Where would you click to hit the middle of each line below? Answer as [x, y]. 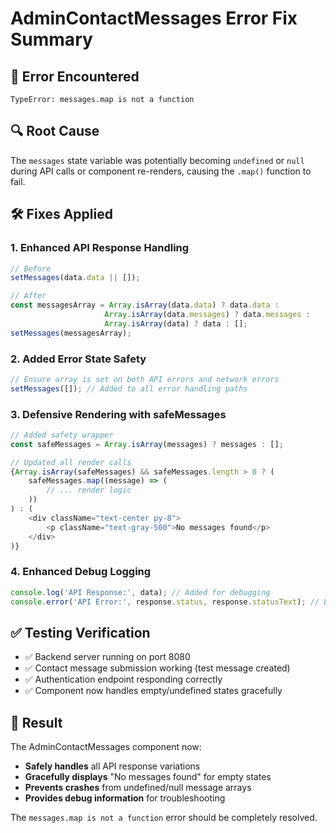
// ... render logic [89, 490]
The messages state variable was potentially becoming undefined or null [157, 160]
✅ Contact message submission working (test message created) [157, 668]
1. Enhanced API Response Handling [100, 248]
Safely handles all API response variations [112, 766]
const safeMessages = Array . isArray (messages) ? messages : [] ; [147, 444]
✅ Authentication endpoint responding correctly [123, 679]
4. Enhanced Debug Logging [81, 572]
